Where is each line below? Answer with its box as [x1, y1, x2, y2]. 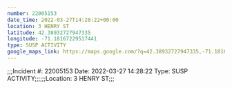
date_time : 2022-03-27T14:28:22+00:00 [7, 16, 119, 23]
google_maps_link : [7, 49, 60, 55]
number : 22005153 [7, 10, 57, 17]
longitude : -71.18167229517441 [7, 36, 97, 42]
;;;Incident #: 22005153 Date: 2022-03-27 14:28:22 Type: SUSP [7, 66, 188, 75]
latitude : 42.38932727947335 [7, 29, 91, 36]
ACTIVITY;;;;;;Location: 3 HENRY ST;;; [7, 74, 115, 82]
